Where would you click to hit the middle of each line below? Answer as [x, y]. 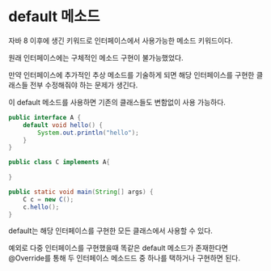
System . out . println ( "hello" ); [88, 133]
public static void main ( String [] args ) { [81, 192]
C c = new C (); [49, 199]
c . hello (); [41, 207]
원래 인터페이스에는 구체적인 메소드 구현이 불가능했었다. [96, 57]
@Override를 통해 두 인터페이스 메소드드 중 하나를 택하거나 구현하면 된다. [125, 258]
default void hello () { [63, 125]
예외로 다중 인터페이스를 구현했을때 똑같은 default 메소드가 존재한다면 [119, 248]
